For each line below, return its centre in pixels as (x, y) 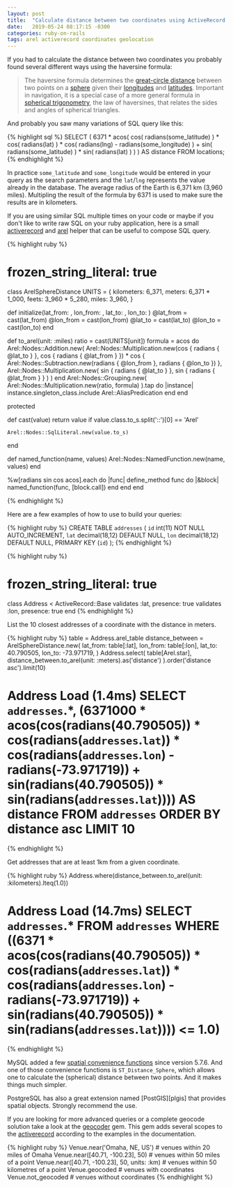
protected (21, 406)
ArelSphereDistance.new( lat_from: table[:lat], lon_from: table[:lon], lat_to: (112, 645)
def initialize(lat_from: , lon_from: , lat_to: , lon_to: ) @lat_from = (97, 313)
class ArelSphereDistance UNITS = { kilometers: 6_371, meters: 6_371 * (109, 292)
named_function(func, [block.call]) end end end (75, 487)
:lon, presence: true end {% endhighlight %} (71, 611)
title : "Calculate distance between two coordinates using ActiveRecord (116, 20)
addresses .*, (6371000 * (77, 711)
